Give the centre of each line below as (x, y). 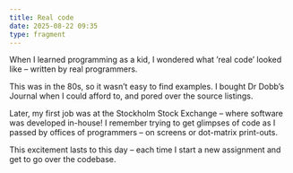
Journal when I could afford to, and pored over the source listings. (131, 96)
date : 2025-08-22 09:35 (54, 26)
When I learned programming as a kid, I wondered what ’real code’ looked (146, 60)
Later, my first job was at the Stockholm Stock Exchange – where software (146, 114)
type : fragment (38, 34)
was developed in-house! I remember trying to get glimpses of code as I (142, 123)
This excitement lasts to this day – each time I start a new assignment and (145, 150)
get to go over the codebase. (63, 160)
